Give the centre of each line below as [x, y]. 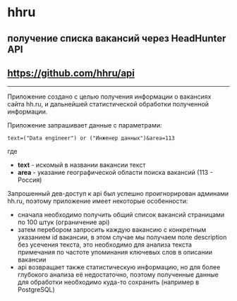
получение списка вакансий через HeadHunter [117, 38]
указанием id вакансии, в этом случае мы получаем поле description [122, 238]
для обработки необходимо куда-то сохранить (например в [108, 282]
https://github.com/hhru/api [71, 73]
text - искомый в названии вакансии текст [81, 165]
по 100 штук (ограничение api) [63, 222]
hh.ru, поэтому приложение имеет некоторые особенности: [98, 201]
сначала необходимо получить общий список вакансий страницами [121, 215]
